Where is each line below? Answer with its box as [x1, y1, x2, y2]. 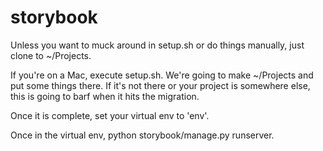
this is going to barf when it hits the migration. [10, 90, 200, 102]
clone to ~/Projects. [10, 49, 92, 61]
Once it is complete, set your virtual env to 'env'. [10, 109, 210, 121]
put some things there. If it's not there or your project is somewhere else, [10, 79, 311, 91]
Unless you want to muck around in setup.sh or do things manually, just [10, 39, 305, 51]
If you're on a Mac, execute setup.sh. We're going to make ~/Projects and [10, 69, 314, 81]
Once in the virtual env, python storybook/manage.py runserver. [10, 129, 275, 141]
